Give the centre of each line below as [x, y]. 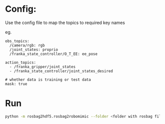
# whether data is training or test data [48, 79]
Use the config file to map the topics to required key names [65, 23]
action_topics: [21, 62]
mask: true [16, 84]
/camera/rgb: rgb [27, 45]
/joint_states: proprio [34, 50]
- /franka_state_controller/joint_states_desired [61, 71]
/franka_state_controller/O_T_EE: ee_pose [54, 54]
